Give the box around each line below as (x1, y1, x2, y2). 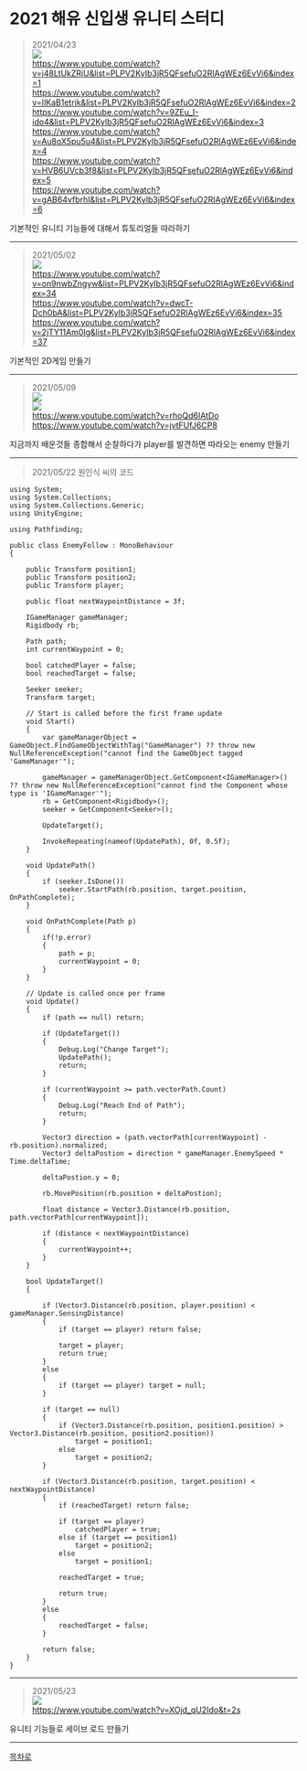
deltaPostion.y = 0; (42, 1172, 121, 1182)
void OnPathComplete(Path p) (26, 916, 137, 926)
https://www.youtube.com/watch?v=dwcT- (31, 297, 194, 308)
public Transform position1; (26, 564, 137, 574)
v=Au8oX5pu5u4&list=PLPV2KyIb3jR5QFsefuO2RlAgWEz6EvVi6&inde (31, 135, 297, 146)
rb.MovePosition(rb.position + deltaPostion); (42, 1189, 223, 1198)
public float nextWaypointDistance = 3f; (26, 596, 185, 606)
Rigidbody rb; (26, 621, 79, 630)
